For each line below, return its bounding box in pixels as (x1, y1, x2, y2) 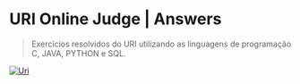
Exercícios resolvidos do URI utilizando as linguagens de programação (30, 38, 292, 49)
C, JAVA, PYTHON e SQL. (30, 47, 126, 58)
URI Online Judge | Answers (9, 9, 222, 29)
